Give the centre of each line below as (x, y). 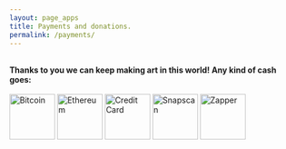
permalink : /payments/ (52, 35)
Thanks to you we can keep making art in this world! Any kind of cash (143, 70)
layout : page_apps (44, 18)
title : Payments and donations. (70, 26)
